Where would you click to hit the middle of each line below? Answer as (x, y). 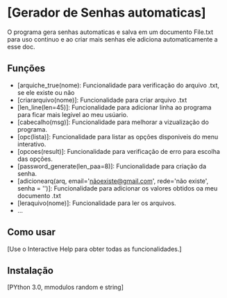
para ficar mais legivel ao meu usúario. (73, 114)
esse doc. (22, 46)
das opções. (35, 159)
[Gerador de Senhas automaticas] (107, 13)
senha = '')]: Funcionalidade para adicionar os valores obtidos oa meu (117, 188)
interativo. (32, 144)
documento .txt (39, 195)
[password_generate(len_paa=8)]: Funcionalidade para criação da (112, 166)
